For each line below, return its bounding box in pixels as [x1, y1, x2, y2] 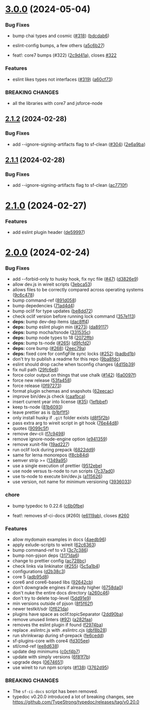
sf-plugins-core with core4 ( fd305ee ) [12, 638, 90, 644]
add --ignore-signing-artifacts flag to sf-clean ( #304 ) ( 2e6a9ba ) [12, 141, 146, 147]
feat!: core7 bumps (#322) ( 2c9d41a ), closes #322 [12, 52, 117, 58]
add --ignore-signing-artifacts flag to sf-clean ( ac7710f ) [12, 182, 128, 188]
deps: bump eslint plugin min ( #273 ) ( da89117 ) [12, 324, 109, 330]
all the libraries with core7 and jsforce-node [12, 100, 102, 106]
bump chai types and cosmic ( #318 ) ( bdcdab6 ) [12, 33, 109, 39]
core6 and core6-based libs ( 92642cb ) [12, 579, 93, 585]
